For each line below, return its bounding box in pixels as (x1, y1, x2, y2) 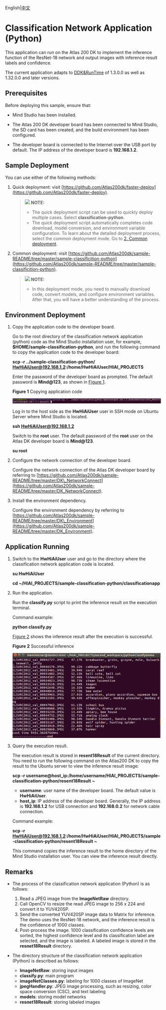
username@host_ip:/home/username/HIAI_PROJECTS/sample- (26, 773, 160, 779)
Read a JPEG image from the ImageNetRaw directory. (19, 896, 130, 901)
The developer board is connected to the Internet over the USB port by (12, 141, 157, 148)
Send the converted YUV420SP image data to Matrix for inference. (19, 911, 156, 917)
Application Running (5, 543, 70, 551)
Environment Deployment (5, 311, 85, 319)
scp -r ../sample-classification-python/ (12, 359, 95, 365)
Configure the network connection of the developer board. (12, 457, 132, 463)
